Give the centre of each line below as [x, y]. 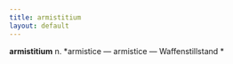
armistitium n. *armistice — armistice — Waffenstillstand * [117, 51]
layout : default [39, 26]
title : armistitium [45, 17]
